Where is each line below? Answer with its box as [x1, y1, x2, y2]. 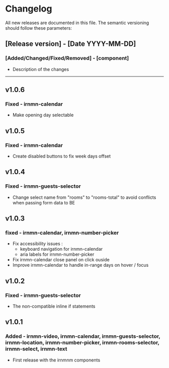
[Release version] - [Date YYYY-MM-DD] [5, 40, 136, 48]
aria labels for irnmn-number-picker [20, 251, 95, 257]
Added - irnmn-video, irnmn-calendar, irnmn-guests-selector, [5, 333, 160, 340]
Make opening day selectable [12, 112, 74, 118]
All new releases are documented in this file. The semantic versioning [5, 20, 149, 26]
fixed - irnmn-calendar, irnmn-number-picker [5, 230, 119, 236]
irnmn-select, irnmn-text [5, 345, 67, 352]
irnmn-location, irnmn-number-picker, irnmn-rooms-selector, [5, 339, 159, 346]
